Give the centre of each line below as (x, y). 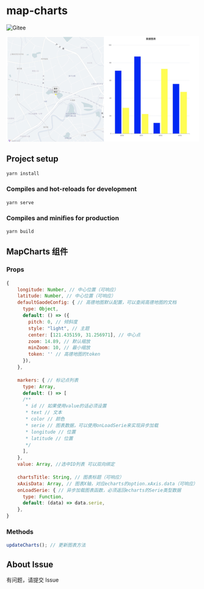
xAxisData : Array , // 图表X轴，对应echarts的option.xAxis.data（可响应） (107, 483)
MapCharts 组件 (37, 252)
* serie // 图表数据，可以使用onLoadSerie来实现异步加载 (92, 425)
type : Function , (43, 497)
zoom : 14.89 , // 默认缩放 (59, 341)
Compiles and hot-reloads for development (72, 189)
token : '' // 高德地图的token (64, 354)
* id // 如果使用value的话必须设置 (66, 406)
